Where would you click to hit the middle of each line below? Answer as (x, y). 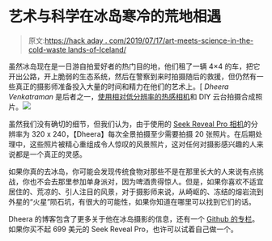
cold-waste (47, 49)
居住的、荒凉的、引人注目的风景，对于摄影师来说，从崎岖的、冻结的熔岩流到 (136, 192)
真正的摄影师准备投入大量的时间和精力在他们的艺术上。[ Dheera (122, 87)
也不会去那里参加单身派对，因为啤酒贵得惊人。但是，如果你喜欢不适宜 (147, 181)
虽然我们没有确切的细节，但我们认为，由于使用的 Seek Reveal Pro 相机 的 (130, 124)
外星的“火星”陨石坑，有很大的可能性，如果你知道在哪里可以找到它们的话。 (132, 201)
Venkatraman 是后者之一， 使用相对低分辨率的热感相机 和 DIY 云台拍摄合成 (132, 96)
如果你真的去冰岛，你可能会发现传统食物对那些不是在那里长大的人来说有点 (132, 171)
